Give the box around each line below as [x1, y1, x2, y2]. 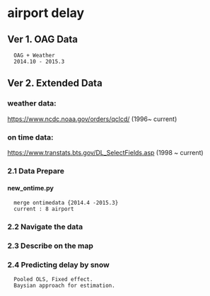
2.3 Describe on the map [7, 241, 93, 251]
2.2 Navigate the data [7, 222, 83, 232]
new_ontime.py [7, 183, 54, 192]
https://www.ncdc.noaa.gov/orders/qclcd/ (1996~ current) [7, 115, 177, 123]
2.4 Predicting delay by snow [7, 260, 110, 270]
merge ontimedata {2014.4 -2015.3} [13, 200, 119, 207]
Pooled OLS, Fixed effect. [13, 276, 93, 283]
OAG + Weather [13, 52, 55, 59]
